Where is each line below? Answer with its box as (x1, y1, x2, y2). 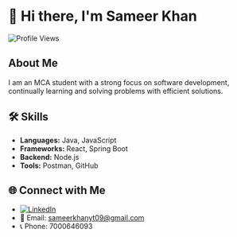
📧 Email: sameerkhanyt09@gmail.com (19, 213, 145, 223)
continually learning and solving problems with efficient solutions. (8, 86, 223, 95)
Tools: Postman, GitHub (19, 161, 99, 170)
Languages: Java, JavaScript (19, 135, 117, 145)
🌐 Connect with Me (8, 183, 106, 197)
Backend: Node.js (19, 152, 80, 161)
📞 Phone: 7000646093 (19, 222, 93, 231)
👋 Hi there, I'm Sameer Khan (8, 7, 197, 25)
